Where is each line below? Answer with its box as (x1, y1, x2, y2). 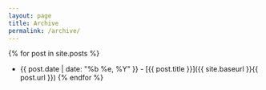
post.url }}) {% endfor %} (19, 73, 104, 83)
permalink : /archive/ (8, 27, 81, 35)
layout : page (8, 11, 52, 20)
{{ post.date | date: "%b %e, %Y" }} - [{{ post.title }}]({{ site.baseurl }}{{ (19, 64, 259, 74)
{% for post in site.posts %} (8, 49, 100, 59)
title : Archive (8, 19, 59, 27)
